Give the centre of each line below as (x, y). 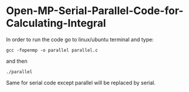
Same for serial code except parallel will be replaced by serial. (81, 83)
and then (17, 61)
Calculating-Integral (56, 23)
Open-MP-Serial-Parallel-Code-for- (95, 11)
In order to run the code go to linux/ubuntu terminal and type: (80, 39)
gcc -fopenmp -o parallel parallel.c (52, 50)
